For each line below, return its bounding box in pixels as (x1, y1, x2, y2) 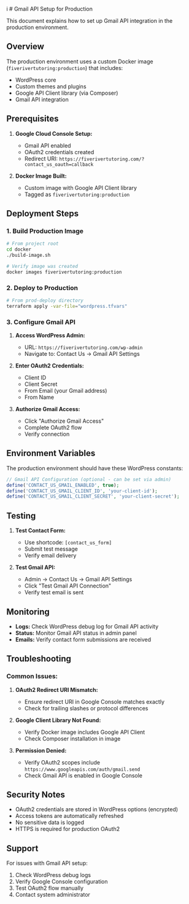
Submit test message (24, 545, 78, 552)
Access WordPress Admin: (15, 332, 86, 339)
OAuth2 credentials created (24, 148, 94, 155)
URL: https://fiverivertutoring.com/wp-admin (24, 344, 143, 351)
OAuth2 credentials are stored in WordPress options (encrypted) (15, 806, 179, 813)
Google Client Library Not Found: (15, 716, 101, 724)
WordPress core (15, 76, 56, 84)
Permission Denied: (15, 747, 67, 754)
